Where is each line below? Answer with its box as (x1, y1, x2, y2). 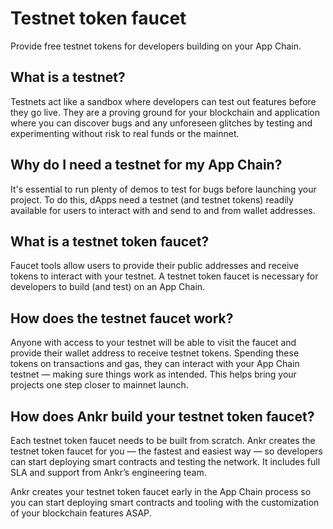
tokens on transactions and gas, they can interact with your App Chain (10, 358, 300, 370)
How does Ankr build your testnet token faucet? (10, 408, 315, 425)
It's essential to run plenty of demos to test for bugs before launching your (10, 183, 317, 195)
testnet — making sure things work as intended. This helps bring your (10, 368, 297, 381)
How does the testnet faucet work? (10, 310, 234, 327)
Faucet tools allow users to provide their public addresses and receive (10, 260, 300, 272)
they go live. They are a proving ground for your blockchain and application (10, 106, 321, 118)
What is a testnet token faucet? (10, 233, 210, 250)
